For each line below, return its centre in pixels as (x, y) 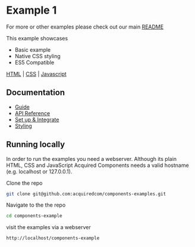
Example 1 (32, 10)
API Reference (32, 113)
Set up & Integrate (37, 119)
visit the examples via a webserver (48, 227)
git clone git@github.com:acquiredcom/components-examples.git (86, 194)
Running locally (36, 145)
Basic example (33, 50)
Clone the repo (24, 183)
